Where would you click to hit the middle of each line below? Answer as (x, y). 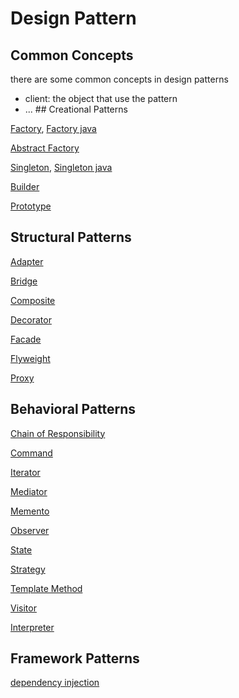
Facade (26, 339)
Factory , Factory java (53, 128)
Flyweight (30, 358)
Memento (30, 511)
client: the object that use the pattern (101, 98)
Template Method (46, 588)
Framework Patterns (75, 658)
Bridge (24, 281)
